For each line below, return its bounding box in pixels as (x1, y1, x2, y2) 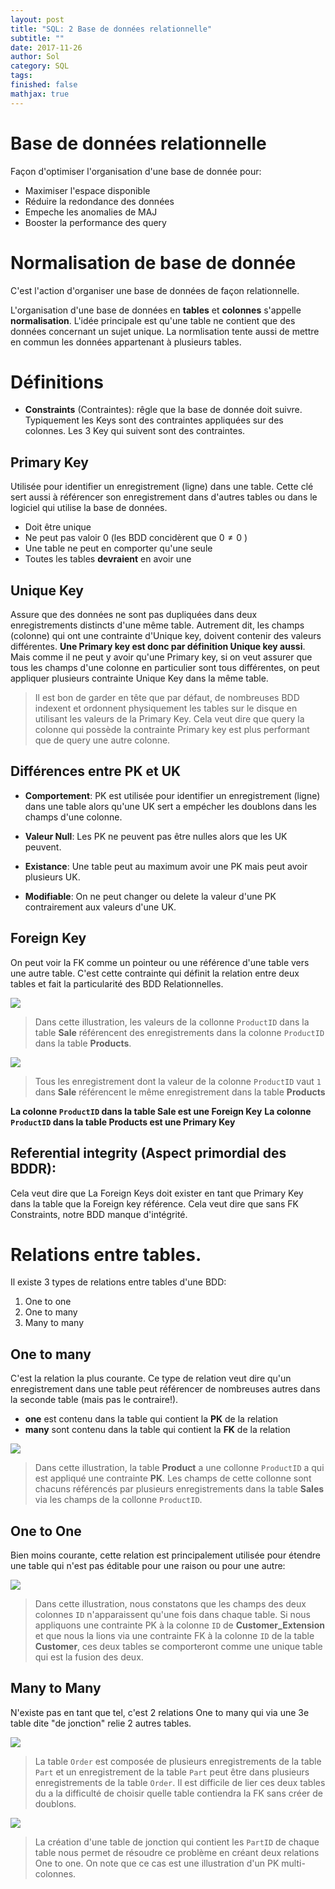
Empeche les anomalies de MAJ (24, 206, 158, 218)
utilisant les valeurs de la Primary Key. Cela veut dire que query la (34, 713, 305, 725)
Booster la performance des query (24, 216, 167, 228)
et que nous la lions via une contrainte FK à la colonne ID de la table (34, 1630, 315, 1642)
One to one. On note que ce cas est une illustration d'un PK (34, 1857, 280, 1869)
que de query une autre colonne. (34, 734, 171, 746)
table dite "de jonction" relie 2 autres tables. (10, 1717, 192, 1729)
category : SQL (10, 61, 70, 71)
